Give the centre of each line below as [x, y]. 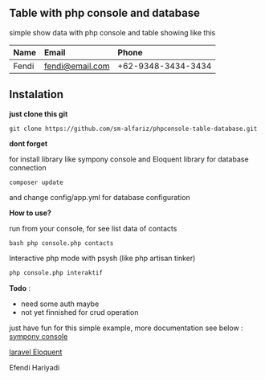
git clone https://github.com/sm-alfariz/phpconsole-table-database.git [133, 129]
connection [28, 167]
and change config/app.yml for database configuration [100, 197]
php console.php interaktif [56, 272]
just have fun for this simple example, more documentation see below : [126, 328]
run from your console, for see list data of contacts [93, 228]
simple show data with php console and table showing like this [112, 32]
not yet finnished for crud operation [79, 312]
